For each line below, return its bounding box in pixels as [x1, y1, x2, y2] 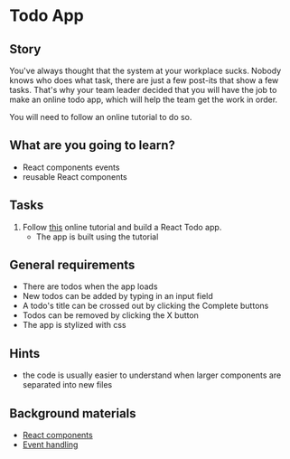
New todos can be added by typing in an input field [22, 291, 214, 302]
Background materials [9, 406, 137, 421]
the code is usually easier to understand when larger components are [22, 370, 282, 380]
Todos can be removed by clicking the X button [22, 310, 199, 321]
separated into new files [22, 379, 113, 390]
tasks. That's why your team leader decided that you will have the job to [9, 85, 277, 95]
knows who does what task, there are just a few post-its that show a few [9, 75, 279, 86]
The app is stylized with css [22, 320, 126, 331]
